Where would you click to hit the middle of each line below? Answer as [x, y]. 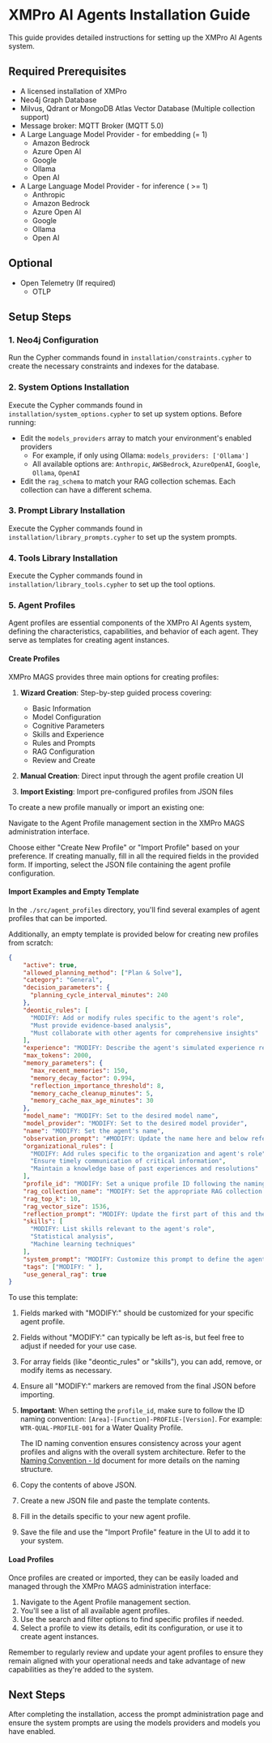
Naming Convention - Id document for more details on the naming [130, 1461]
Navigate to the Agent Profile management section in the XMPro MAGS [127, 823]
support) [35, 117]
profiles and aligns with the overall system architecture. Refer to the [133, 1452]
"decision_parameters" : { [67, 988]
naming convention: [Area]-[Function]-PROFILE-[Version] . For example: [141, 1419]
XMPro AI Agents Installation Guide [130, 15]
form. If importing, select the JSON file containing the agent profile [119, 864]
